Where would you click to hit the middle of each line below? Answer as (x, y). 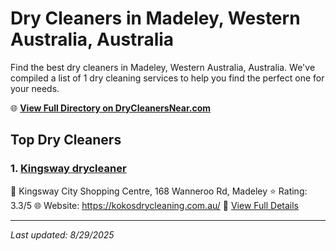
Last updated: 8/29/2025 (62, 234)
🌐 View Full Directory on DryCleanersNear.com (111, 108)
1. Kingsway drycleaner (68, 169)
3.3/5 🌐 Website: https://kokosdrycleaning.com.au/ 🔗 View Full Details (155, 205)
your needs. (35, 88)
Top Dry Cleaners (66, 140)
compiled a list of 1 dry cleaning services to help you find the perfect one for (167, 78)
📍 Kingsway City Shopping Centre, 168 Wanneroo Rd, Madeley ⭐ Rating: (159, 191)
